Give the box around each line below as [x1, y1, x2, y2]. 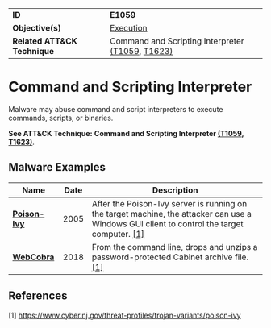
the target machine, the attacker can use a [91, 208, 252, 219]
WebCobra [12, 251, 55, 263]
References [8, 289, 68, 303]
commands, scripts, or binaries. [8, 113, 114, 122]
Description [152, 185, 198, 196]
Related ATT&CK [12, 35, 78, 47]
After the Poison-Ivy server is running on [91, 197, 248, 209]
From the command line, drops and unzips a [91, 241, 258, 252]
